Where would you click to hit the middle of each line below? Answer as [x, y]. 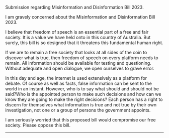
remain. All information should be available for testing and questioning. [78, 63]
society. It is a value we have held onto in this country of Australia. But [78, 37]
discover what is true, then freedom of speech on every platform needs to [82, 58]
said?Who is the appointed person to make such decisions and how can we [83, 94]
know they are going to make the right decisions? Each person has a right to [84, 99]
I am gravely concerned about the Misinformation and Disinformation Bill [80, 17]
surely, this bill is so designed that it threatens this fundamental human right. [84, 43]
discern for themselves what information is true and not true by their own [81, 105]
